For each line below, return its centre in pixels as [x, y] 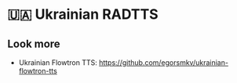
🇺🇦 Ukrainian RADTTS [83, 14]
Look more [34, 43]
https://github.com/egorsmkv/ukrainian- [164, 63]
